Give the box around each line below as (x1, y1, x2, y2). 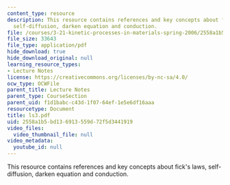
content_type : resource (7, 10, 75, 17)
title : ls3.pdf (7, 112, 51, 119)
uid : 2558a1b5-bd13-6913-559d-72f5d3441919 (7, 118, 133, 125)
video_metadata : (7, 138, 53, 145)
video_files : (7, 125, 44, 132)
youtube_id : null (13, 144, 63, 151)
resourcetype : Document (7, 106, 75, 112)
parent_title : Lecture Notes (7, 86, 90, 93)
